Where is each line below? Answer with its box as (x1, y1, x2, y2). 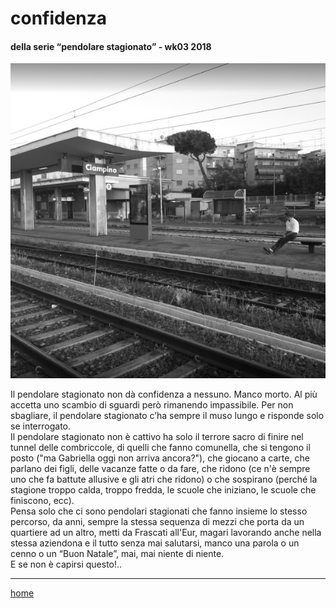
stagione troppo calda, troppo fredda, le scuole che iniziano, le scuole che (10, 484, 317, 496)
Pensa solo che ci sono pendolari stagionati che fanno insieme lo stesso (10, 505, 308, 517)
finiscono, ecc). (10, 495, 75, 507)
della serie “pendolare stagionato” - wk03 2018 (10, 40, 212, 52)
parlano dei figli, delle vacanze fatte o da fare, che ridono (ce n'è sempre (10, 463, 311, 475)
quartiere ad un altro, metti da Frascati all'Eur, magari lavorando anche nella (10, 527, 322, 539)
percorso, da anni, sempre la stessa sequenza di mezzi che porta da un (10, 516, 305, 528)
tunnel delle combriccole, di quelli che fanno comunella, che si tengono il (10, 442, 311, 454)
